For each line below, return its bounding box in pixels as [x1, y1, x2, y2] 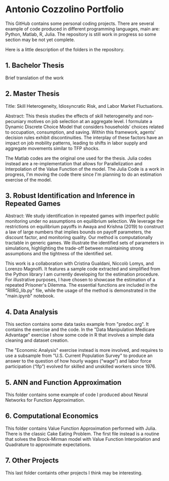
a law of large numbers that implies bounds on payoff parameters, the [5, 229, 151, 235]
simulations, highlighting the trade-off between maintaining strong [5, 245, 144, 251]
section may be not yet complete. [5, 37, 75, 43]
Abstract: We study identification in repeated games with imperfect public [5, 213, 160, 219]
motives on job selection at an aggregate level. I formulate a [27, 118, 152, 124]
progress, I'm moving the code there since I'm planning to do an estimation [5, 171, 162, 177]
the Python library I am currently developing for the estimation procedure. [5, 271, 159, 278]
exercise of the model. [5, 176, 52, 183]
